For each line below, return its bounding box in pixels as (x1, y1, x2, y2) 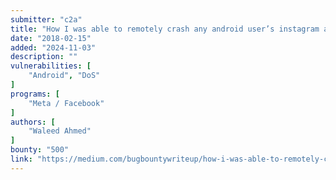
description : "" (10, 52, 78, 62)
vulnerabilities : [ (10, 61, 92, 71)
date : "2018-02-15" (10, 33, 92, 43)
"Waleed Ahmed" (28, 126, 92, 136)
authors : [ (10, 117, 56, 127)
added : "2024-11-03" (10, 42, 97, 53)
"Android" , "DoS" (28, 71, 101, 81)
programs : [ (10, 89, 60, 99)
